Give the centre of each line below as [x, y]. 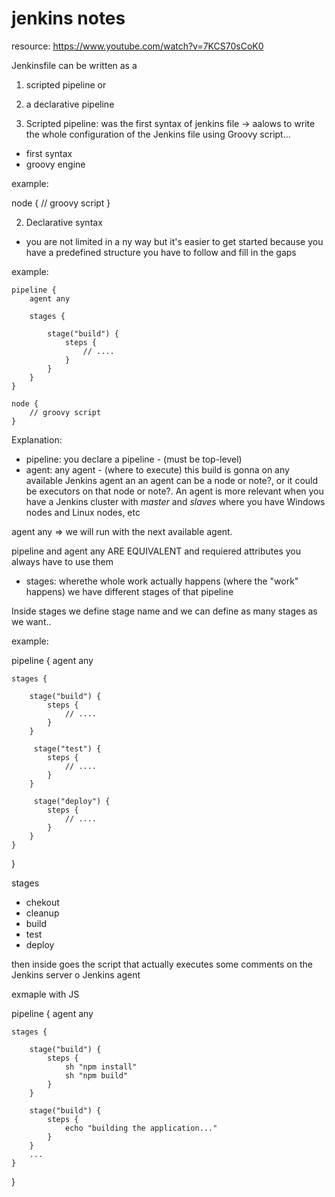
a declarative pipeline [70, 104]
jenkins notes [68, 18]
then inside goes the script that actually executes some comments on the [162, 964]
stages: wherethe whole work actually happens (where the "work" [162, 581]
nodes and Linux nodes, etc [83, 512]
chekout [42, 902]
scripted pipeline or [66, 84]
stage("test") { [67, 748]
